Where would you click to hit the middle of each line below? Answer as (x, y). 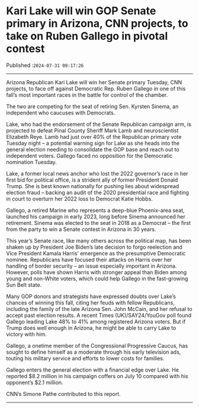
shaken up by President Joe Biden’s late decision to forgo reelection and (94, 247)
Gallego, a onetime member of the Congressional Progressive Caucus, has (97, 345)
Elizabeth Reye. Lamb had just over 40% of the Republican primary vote (94, 137)
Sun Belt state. (24, 285)
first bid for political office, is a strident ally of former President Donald (92, 180)
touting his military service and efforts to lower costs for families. (85, 358)
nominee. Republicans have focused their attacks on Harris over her (89, 259)
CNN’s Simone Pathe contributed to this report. (64, 394)
